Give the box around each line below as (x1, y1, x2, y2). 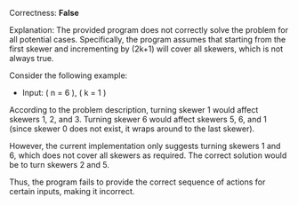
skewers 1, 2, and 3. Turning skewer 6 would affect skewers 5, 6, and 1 (9, 114, 267, 124)
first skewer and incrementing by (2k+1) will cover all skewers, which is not (9, 43, 283, 54)
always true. (9, 53, 54, 63)
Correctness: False (9, 8, 80, 18)
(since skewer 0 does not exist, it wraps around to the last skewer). (9, 123, 255, 134)
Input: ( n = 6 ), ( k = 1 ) (21, 88, 107, 98)
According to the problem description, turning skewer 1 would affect (9, 105, 259, 114)
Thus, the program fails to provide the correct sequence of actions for (9, 177, 266, 187)
